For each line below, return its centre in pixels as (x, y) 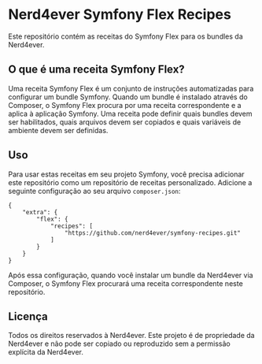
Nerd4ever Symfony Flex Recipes (120, 15)
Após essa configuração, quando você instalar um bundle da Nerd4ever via (131, 275)
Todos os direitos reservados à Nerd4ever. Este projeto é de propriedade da (131, 336)
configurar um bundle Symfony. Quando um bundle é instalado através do (128, 97)
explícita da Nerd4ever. (46, 352)
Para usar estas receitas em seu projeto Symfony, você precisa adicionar (127, 174)
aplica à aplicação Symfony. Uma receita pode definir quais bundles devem (131, 113)
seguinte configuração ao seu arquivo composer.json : (94, 191)
